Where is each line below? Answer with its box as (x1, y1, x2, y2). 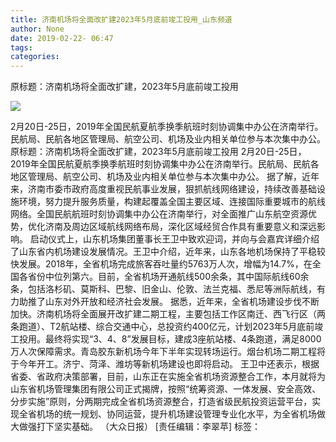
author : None (10, 24, 65, 34)
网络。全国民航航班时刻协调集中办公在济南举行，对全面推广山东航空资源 (10, 208, 308, 220)
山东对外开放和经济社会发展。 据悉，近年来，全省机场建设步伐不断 (44, 296, 320, 308)
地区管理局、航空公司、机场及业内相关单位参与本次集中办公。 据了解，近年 (10, 171, 320, 183)
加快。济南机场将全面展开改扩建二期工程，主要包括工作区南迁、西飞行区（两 (10, 308, 326, 320)
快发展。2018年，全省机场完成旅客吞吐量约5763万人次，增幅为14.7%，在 (10, 258, 313, 270)
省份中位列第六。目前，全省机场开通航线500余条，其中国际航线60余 (27, 271, 310, 283)
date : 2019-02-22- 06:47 (10, 33, 114, 43)
